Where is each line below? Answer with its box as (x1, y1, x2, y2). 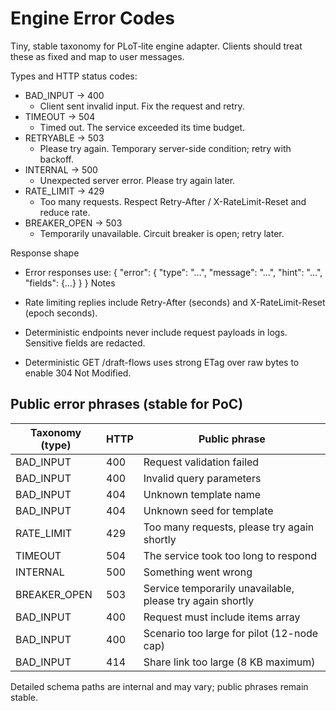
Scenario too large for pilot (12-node (143, 626, 319, 640)
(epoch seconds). (24, 307, 98, 319)
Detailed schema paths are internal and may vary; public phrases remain (10, 680, 309, 692)
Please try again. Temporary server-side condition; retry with (39, 142, 292, 154)
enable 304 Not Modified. (24, 367, 132, 379)
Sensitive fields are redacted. (24, 337, 146, 349)
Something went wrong (143, 565, 253, 579)
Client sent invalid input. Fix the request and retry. (39, 100, 245, 112)
